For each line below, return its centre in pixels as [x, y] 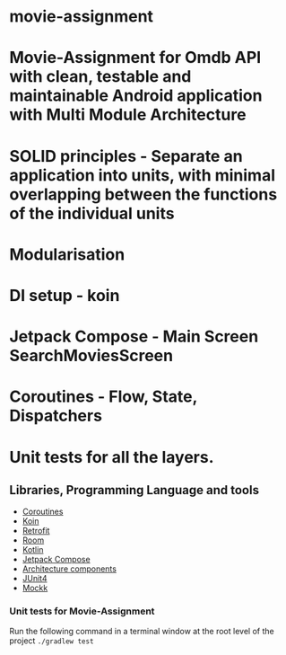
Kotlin [33, 550]
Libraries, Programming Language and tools [134, 490]
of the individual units [92, 213]
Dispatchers [56, 416]
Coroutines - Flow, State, [104, 397]
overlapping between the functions [143, 194]
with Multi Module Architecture [128, 115]
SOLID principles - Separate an [126, 156]
